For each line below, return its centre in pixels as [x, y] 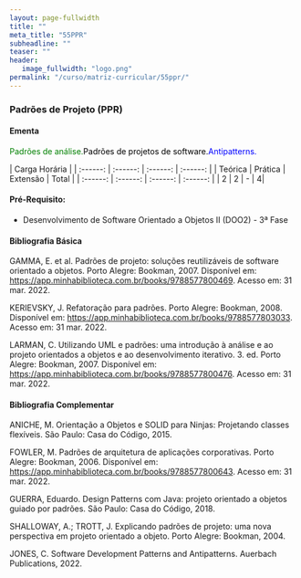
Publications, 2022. [46, 563]
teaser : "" [30, 52]
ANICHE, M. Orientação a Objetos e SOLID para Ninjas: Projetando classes [150, 425]
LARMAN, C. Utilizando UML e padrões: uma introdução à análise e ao [141, 345]
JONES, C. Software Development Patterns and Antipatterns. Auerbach [143, 554]
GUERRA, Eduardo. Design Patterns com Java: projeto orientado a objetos [148, 499]
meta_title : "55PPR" [49, 35]
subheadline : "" [40, 43]
